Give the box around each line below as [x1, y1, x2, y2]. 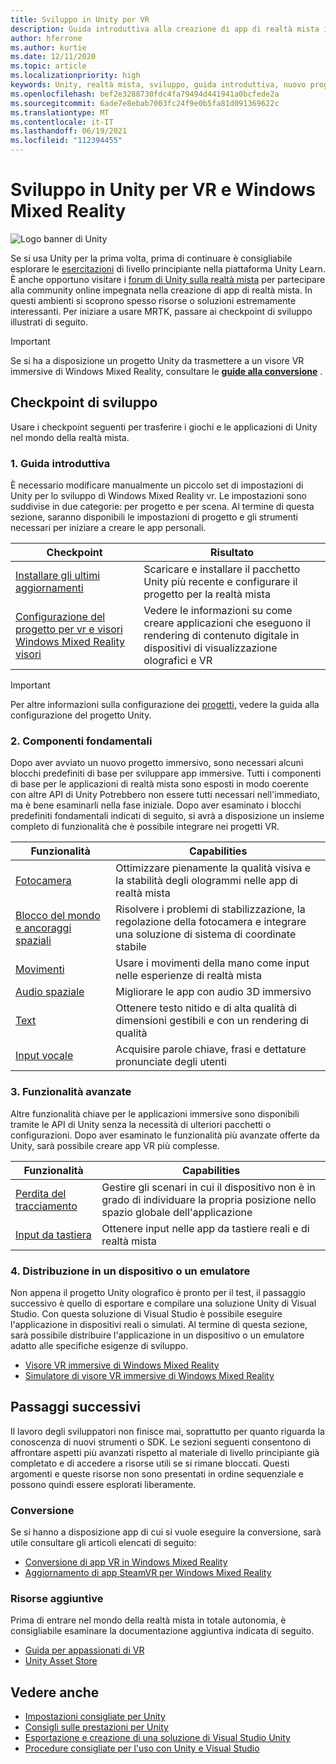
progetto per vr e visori [15, 622, 123, 636]
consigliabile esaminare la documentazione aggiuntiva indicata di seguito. [10, 1625, 315, 1637]
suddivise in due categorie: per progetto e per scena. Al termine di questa [10, 501, 315, 513]
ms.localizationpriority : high [10, 71, 141, 81]
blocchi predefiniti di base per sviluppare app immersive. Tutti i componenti [10, 767, 322, 780]
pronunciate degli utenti [115, 1055, 227, 1069]
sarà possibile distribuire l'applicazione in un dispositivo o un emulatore [10, 1329, 305, 1341]
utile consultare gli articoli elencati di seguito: [10, 1537, 197, 1549]
